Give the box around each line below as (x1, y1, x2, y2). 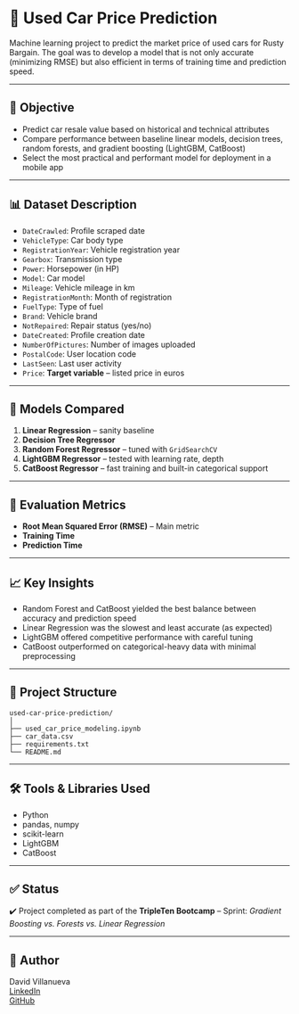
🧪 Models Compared (9, 401, 125, 416)
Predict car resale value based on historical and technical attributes (21, 124, 270, 135)
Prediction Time (21, 540, 83, 551)
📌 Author (9, 952, 60, 968)
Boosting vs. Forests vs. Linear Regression (9, 919, 166, 929)
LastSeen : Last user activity (21, 358, 122, 368)
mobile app (21, 161, 64, 172)
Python (21, 809, 49, 820)
